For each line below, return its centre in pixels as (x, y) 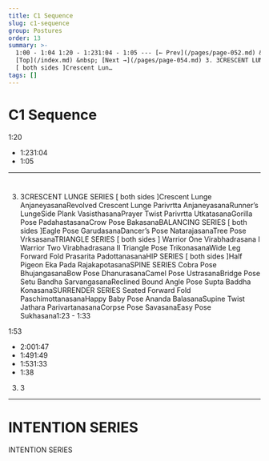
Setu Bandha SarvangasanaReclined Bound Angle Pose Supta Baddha (135, 282)
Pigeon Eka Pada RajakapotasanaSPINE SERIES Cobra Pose (118, 264)
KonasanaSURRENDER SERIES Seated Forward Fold (105, 290)
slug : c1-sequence (39, 23)
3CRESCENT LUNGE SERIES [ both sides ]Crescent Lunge (116, 196)
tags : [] (23, 75)
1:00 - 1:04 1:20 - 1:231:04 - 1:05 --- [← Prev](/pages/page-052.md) (136, 53)
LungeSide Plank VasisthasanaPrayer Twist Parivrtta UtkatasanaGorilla (136, 214)
